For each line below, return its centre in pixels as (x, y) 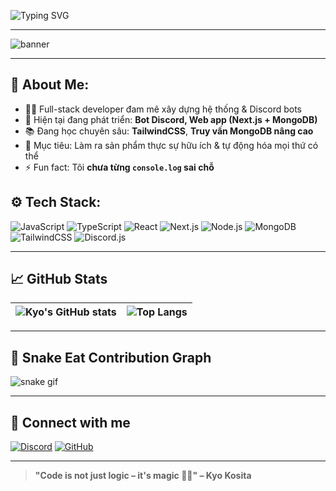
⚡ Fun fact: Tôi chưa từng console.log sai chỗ (119, 167)
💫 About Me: (50, 85)
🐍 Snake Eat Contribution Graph (111, 357)
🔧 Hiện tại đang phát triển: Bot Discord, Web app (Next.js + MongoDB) (171, 119)
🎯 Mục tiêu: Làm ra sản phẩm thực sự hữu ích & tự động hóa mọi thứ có (171, 145)
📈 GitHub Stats (59, 279)
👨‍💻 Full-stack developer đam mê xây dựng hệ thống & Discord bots (163, 109)
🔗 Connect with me (70, 422)
